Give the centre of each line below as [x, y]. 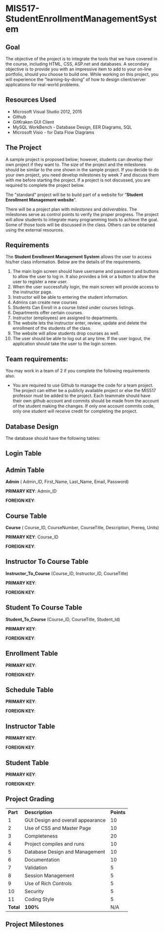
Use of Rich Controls [48, 883]
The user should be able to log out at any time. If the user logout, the [81, 339]
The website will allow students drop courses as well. [66, 333]
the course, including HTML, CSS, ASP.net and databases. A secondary [77, 64]
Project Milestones [35, 924]
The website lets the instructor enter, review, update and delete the [80, 323]
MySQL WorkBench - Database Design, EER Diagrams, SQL [72, 127]
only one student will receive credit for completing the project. [75, 411]
